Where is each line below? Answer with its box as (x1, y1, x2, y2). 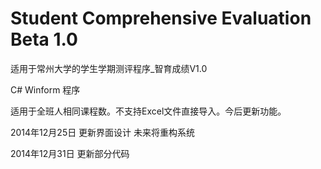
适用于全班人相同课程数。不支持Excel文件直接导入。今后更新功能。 (10, 105, 287, 117)
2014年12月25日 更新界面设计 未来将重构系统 (10, 126, 196, 138)
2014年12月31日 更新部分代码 (10, 147, 130, 159)
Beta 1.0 (10, 28, 78, 51)
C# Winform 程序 (10, 83, 81, 96)
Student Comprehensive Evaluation (10, 7, 312, 30)
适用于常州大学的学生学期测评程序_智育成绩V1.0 (10, 62, 208, 74)
